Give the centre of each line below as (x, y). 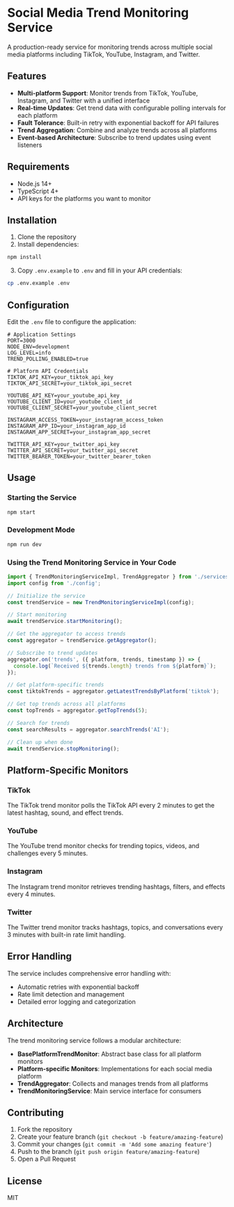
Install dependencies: (48, 245)
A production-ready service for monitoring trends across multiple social (110, 47)
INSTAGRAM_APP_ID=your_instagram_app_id (67, 426)
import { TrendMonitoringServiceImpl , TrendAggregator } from (99, 576)
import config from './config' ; (54, 583)
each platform (37, 115)
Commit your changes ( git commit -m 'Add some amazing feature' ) (115, 1144)
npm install (24, 257)
